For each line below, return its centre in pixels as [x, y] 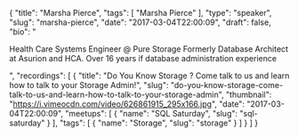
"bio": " [23, 32]
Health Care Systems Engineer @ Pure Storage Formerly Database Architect [149, 49]
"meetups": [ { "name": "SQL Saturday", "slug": [152, 113]
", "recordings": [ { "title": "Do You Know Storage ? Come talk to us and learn [149, 76]
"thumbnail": [249, 94]
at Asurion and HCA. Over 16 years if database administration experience [143, 58]
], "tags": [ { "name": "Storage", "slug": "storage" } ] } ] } [155, 123]
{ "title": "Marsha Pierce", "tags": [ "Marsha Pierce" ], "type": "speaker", [141, 13]
